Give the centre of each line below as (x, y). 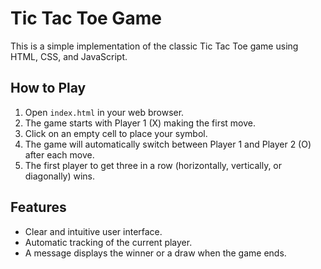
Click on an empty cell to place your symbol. (116, 133)
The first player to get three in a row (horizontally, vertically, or (153, 165)
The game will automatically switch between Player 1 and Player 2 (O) (168, 144)
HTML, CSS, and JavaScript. (69, 56)
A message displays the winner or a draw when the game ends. (155, 253)
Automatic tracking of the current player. (108, 242)
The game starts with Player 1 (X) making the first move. (140, 123)
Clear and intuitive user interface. (93, 231)
